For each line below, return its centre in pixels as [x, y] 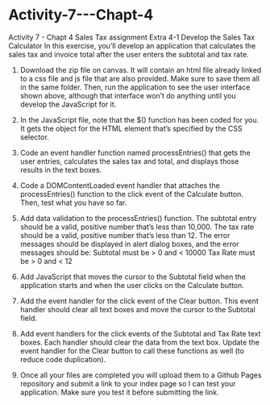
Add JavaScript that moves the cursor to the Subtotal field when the [133, 277]
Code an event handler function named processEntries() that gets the [135, 152]
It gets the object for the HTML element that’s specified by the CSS [131, 128]
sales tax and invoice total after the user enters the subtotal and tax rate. [129, 54]
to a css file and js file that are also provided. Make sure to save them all [140, 78]
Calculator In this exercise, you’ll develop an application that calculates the [132, 45]
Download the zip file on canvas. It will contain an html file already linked [141, 69]
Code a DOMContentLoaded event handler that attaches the [120, 185]
